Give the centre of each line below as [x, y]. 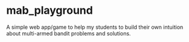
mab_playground [50, 10]
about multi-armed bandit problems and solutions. [69, 33]
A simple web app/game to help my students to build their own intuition [95, 27]
